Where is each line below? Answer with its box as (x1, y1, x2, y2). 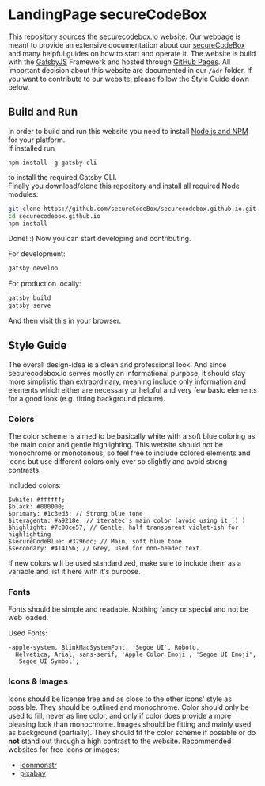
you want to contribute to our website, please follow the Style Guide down (8, 74, 250, 83)
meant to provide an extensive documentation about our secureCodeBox (8, 40, 245, 49)
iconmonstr (19, 760, 58, 769)
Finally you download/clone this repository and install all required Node (8, 181, 240, 190)
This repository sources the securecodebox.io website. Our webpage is (8, 32, 241, 41)
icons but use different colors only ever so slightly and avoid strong (8, 457, 228, 466)
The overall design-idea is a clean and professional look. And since (8, 359, 227, 370)
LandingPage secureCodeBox (8, 6, 208, 24)
